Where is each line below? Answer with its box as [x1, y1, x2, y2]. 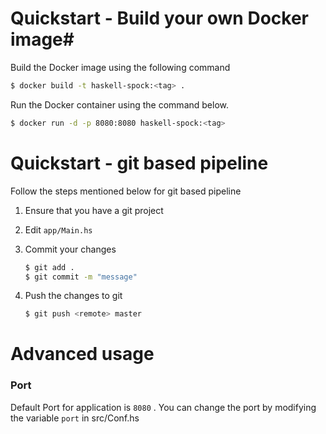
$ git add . [24, 262, 75, 272]
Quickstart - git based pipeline [10, 152, 269, 174]
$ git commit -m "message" [24, 272, 138, 282]
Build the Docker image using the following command [10, 61, 231, 73]
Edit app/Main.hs [24, 223, 93, 236]
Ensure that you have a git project [24, 204, 164, 216]
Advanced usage [10, 343, 155, 366]
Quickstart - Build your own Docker [10, 7, 309, 30]
